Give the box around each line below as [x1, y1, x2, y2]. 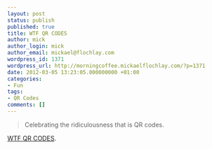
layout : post [7, 10, 46, 17]
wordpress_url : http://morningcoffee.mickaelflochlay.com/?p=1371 [7, 62, 206, 69]
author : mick [7, 36, 46, 43]
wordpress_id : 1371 [7, 56, 65, 63]
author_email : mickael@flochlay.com [7, 50, 114, 57]
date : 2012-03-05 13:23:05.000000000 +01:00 [7, 69, 140, 76]
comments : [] [7, 101, 46, 108]
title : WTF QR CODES [7, 29, 68, 37]
